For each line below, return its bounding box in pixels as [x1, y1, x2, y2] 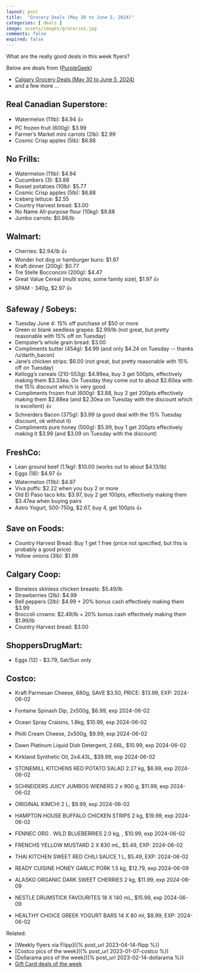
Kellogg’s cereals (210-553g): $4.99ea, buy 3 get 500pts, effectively [14, 371, 182, 378]
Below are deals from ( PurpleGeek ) [6, 64, 93, 72]
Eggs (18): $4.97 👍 [14, 470, 62, 477]
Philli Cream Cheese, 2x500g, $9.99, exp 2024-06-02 [14, 730, 147, 738]
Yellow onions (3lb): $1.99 [14, 552, 78, 559]
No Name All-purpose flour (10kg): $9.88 [14, 208, 115, 215]
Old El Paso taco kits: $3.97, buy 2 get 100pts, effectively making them [14, 491, 187, 498]
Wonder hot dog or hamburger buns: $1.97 [14, 256, 119, 263]
